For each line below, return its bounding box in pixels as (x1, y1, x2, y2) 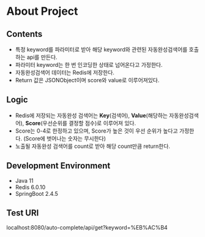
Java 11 (15, 177, 34, 184)
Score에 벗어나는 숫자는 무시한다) (25, 134, 106, 142)
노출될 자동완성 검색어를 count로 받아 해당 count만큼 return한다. (15, 142, 170, 150)
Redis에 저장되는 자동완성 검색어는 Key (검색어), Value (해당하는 (15, 112, 168, 119)
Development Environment (6, 161, 111, 171)
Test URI (6, 208, 39, 219)
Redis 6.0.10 (15, 183, 46, 191)
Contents (6, 29, 43, 39)
